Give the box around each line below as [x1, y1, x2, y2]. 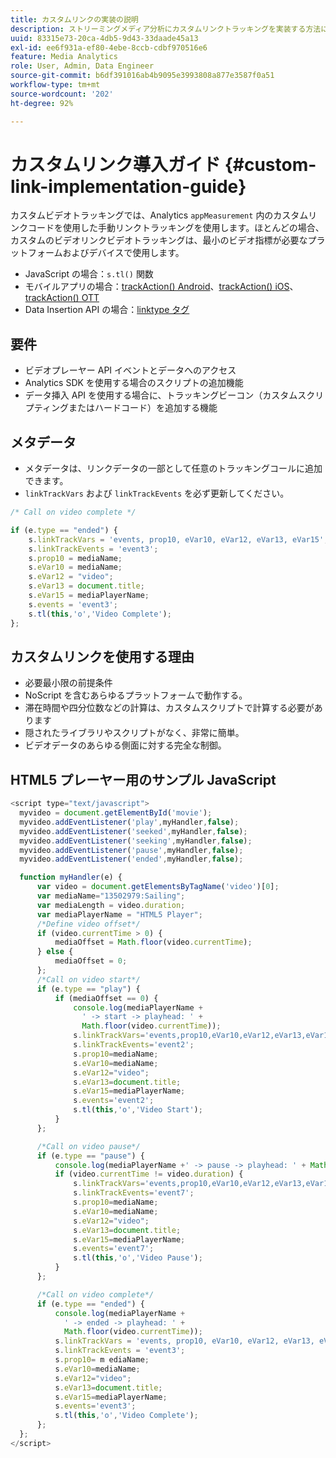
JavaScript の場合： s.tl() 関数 [24, 268, 154, 280]
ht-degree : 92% [10, 98, 74, 108]
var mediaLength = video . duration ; [36, 900, 186, 910]
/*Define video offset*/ [36, 919, 141, 929]
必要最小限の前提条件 [24, 677, 113, 689]
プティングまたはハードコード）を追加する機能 [24, 402, 218, 414]
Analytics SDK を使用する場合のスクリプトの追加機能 [24, 377, 244, 389]
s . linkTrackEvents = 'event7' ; [73, 1188, 195, 1198]
